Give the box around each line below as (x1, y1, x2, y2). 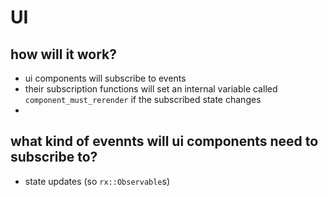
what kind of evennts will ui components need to (10, 133, 319, 150)
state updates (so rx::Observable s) (24, 175, 171, 187)
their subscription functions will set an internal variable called (24, 83, 278, 95)
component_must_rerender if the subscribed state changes (24, 94, 262, 105)
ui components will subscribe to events (24, 72, 187, 84)
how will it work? (10, 46, 117, 63)
